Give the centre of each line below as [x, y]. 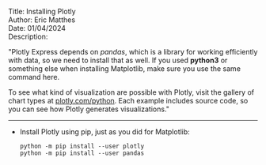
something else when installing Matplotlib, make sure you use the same [125, 69]
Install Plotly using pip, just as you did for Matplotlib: [104, 132]
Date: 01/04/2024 [37, 28]
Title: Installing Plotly [42, 11]
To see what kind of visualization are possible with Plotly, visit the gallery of [131, 92]
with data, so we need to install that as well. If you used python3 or [118, 60]
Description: [28, 36]
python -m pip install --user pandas [82, 153]
